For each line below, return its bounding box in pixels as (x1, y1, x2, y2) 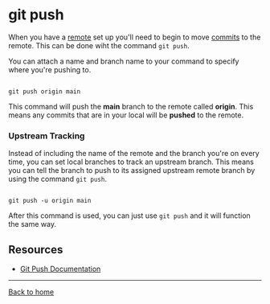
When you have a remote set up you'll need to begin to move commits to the (8, 32, 261, 42)
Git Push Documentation (19, 264, 101, 274)
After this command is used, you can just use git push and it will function (8, 211, 251, 220)
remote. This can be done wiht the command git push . (8, 40, 190, 50)
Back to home (8, 287, 55, 297)
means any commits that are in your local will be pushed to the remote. (8, 110, 243, 120)
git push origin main (8, 87, 81, 96)
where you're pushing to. (8, 64, 92, 74)
